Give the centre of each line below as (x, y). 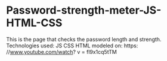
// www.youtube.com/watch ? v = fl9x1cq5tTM (62, 52)
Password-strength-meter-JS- (84, 10)
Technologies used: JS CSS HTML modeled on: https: (72, 46)
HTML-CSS (34, 23)
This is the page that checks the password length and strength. (84, 39)
